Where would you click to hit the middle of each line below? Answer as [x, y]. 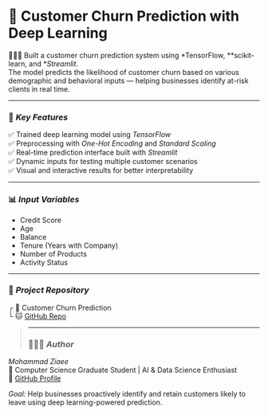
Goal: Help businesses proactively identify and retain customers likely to [127, 394]
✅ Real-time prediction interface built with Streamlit [93, 153]
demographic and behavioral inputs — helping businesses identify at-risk [128, 80]
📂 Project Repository [49, 290]
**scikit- [241, 55]
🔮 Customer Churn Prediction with [124, 16]
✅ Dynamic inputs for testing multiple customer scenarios [103, 162]
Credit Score [41, 220]
